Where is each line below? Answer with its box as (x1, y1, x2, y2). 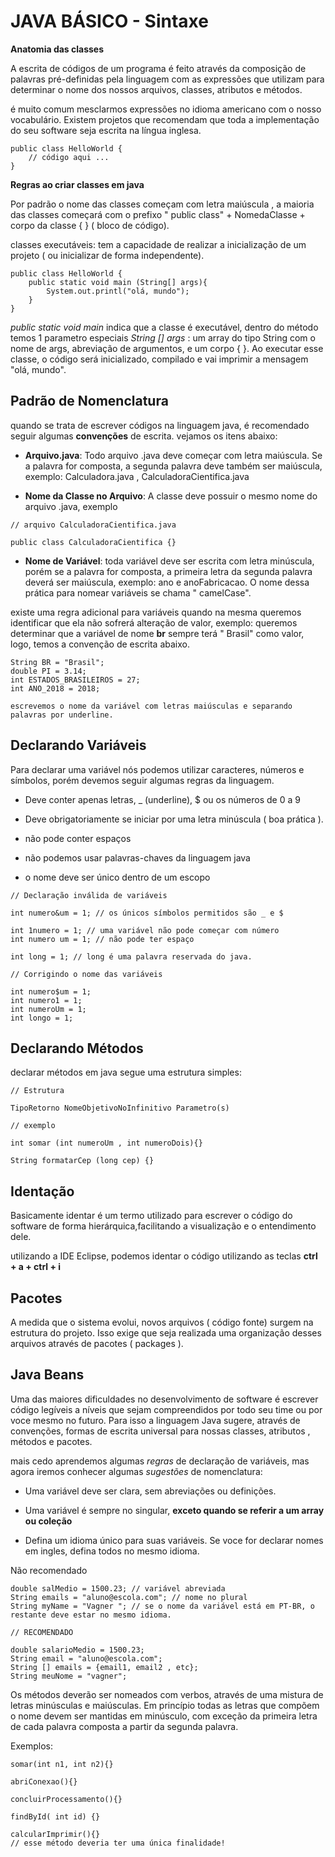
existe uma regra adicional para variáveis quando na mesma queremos (10, 606, 302, 618)
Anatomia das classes (10, 43, 105, 55)
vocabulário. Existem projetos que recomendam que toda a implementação (10, 113, 320, 125)
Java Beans (10, 1366, 85, 1384)
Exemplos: (10, 1740, 53, 1752)
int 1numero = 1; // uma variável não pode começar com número (10, 925, 280, 935)
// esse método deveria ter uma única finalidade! (10, 1838, 226, 1848)
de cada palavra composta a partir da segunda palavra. (10, 1720, 239, 1732)
